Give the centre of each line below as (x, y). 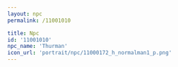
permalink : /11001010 (39, 20)
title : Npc (23, 33)
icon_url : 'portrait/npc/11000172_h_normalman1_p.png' (90, 53)
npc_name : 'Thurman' (38, 47)
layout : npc (25, 14)
